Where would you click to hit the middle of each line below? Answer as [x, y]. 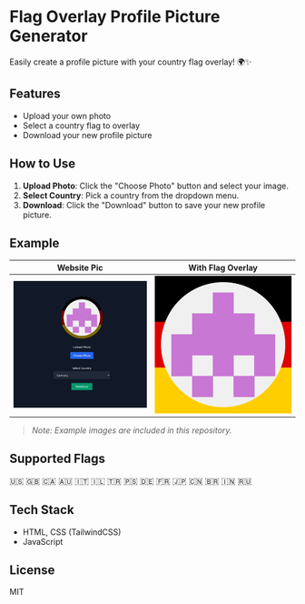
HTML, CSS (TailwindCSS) [72, 532]
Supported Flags [58, 459]
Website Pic [80, 267]
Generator [49, 36]
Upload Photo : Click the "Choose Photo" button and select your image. [155, 186]
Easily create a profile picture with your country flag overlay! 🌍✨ [131, 62]
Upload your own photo [67, 116]
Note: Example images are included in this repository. [132, 430]
